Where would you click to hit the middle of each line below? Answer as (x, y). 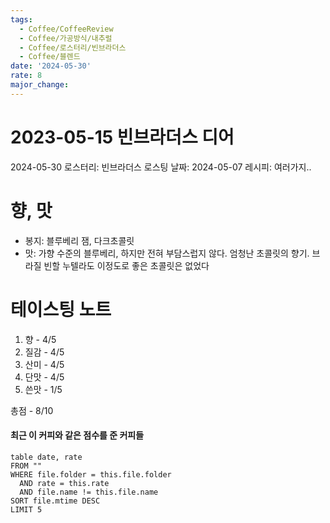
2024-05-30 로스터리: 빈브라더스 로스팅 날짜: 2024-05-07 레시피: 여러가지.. (161, 167)
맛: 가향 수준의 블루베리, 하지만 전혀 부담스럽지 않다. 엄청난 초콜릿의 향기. (167, 253)
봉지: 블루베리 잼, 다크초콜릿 (79, 240)
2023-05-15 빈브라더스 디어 (122, 137)
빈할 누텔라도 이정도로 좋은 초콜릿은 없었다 (126, 265)
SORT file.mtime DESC (55, 501)
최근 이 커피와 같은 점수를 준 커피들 (77, 435)
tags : (21, 19)
